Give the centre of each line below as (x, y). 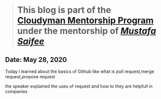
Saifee (31, 42)
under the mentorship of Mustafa (86, 31)
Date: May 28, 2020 (36, 59)
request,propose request (30, 77)
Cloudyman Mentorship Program (85, 20)
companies (16, 91)
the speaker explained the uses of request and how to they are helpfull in (79, 86)
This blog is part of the (64, 10)
